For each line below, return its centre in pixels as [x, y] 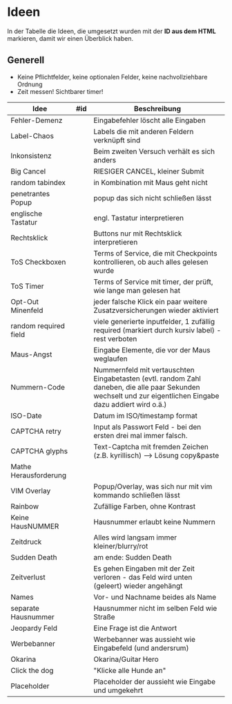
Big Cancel [28, 171]
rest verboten [115, 339]
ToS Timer [27, 286]
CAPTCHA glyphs [39, 451]
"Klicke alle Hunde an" [129, 670]
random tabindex [38, 182]
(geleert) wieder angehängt [138, 586]
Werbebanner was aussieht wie [144, 639]
